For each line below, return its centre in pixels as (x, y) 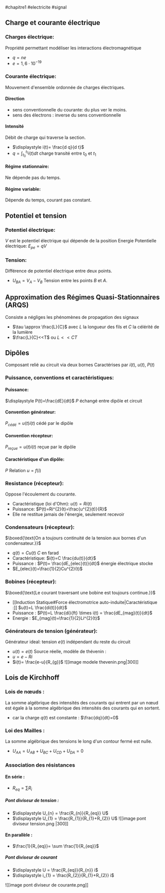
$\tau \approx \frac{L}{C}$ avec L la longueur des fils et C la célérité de (86, 327)
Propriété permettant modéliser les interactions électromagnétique (73, 48)
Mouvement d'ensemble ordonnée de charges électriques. (65, 87)
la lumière (22, 332)
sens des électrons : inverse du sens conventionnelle (67, 115)
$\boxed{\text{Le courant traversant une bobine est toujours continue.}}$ (80, 593)
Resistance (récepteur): (35, 483)
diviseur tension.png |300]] (40, 823)
